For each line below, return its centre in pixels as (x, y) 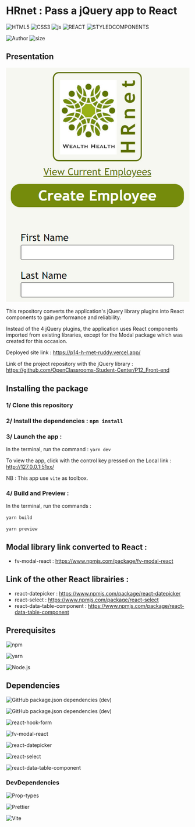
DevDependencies (33, 783)
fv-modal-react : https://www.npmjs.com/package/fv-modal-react (94, 561)
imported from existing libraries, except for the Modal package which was (95, 335)
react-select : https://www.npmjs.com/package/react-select (86, 600)
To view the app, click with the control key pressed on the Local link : (89, 461)
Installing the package (47, 388)
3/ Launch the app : (34, 437)
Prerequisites (31, 630)
